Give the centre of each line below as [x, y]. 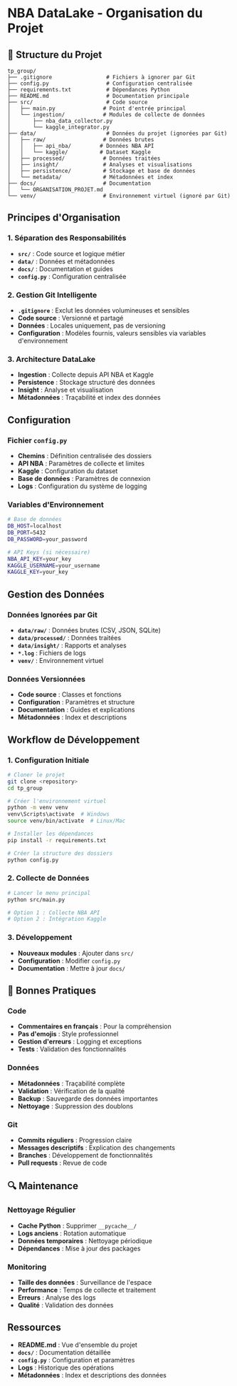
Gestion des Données [56, 594]
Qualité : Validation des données [65, 1305]
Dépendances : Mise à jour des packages [79, 1248]
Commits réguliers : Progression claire [75, 1140]
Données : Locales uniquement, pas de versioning [91, 325]
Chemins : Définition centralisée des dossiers [84, 455]
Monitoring [27, 1267]
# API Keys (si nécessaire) [49, 552]
